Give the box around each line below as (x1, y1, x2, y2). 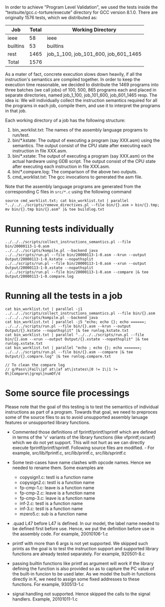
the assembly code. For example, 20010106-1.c (12, 531, 108, 537)
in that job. (5, 108, 27, 114)
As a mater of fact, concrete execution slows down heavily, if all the (5, 71, 142, 77)
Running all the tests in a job (5, 290, 123, 302)
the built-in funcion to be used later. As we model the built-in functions (12, 571, 156, 576)
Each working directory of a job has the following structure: (5, 118, 126, 123)
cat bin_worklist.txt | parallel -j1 (5, 306, 83, 312)
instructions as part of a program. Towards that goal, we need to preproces (5, 409, 158, 415)
